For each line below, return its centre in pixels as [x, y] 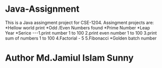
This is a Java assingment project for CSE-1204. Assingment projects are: [80, 23]
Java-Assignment [42, 9]
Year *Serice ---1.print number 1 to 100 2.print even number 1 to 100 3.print [81, 33]
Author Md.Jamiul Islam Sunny [69, 58]
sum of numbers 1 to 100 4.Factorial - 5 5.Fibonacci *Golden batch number [81, 38]
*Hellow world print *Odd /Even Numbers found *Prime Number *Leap [78, 27]
